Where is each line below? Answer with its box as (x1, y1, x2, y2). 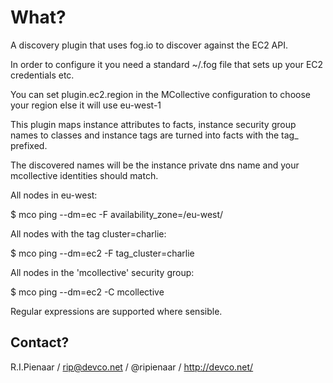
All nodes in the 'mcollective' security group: (10, 266, 195, 278)
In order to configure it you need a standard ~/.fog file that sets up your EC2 (10, 58, 324, 70)
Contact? (10, 334, 70, 351)
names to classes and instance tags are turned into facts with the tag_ (10, 129, 299, 141)
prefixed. (10, 139, 48, 151)
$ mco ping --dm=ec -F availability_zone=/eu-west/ (10, 208, 224, 220)
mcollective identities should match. (10, 169, 159, 181)
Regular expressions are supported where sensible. (10, 305, 223, 317)
